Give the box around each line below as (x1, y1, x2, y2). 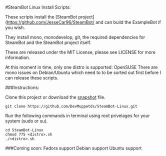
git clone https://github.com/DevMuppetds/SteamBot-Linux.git (5, 104, 137, 109)
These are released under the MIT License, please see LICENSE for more (5, 49, 156, 55)
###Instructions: (5, 84, 39, 90)
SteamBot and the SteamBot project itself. (5, 39, 91, 45)
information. (5, 54, 30, 60)
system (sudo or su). (5, 118, 48, 124)
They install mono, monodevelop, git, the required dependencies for (5, 34, 145, 40)
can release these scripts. (5, 75, 58, 80)
